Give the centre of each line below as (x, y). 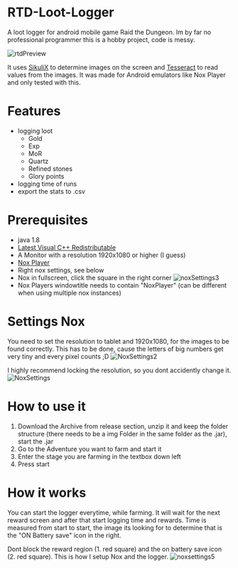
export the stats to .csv (51, 191)
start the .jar (36, 441)
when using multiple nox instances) (70, 293)
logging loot (35, 131)
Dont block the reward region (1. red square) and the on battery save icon (115, 549)
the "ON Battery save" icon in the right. (65, 535)
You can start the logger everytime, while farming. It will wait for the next (114, 512)
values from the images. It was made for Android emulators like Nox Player (117, 75)
